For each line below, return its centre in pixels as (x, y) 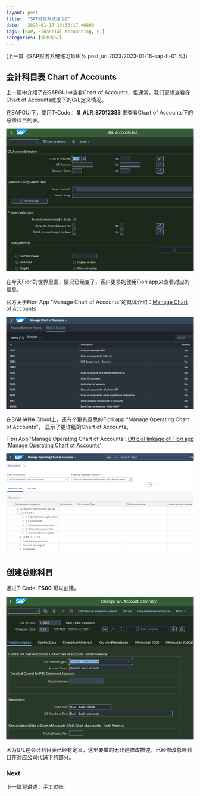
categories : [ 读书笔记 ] (34, 38)
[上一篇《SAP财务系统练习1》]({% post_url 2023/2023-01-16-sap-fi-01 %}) (97, 56)
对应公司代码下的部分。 (45, 757)
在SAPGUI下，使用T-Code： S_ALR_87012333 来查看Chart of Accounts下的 (100, 112)
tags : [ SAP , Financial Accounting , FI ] (56, 32)
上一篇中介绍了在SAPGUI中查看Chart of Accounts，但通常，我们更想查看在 (98, 92)
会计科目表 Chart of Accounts (62, 77)
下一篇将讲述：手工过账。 (37, 787)
